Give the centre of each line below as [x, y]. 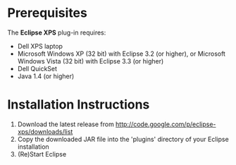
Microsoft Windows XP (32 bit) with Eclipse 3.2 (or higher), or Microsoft [121, 54]
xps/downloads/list [45, 131]
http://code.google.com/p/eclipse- [166, 124]
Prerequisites [48, 13]
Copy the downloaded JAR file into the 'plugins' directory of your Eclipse [123, 139]
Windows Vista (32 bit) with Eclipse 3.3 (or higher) [91, 61]
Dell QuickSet [37, 68]
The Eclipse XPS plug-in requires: [57, 32]
